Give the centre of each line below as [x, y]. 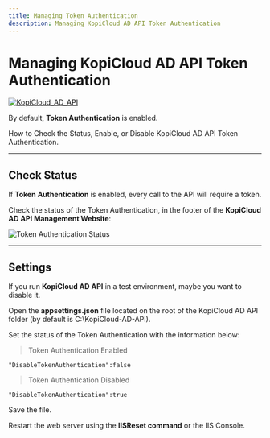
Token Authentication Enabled [78, 350]
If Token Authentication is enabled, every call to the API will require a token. [135, 195]
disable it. [25, 295]
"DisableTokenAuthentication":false [70, 366]
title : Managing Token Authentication [73, 16]
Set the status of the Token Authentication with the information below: [124, 335]
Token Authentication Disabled [79, 380]
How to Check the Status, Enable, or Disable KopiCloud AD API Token [123, 134]
